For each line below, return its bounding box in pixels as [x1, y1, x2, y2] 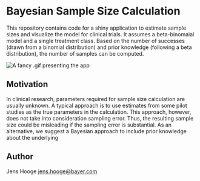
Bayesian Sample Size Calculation [6, 4, 181, 18]
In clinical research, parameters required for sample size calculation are [6, 95, 185, 102]
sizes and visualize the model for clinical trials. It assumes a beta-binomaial [6, 30, 195, 38]
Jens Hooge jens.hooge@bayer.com [6, 168, 98, 175]
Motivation [6, 79, 48, 90]
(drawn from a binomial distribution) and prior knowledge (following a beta [6, 44, 192, 51]
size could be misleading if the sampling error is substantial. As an [6, 121, 172, 128]
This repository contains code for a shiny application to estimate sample [6, 24, 187, 31]
